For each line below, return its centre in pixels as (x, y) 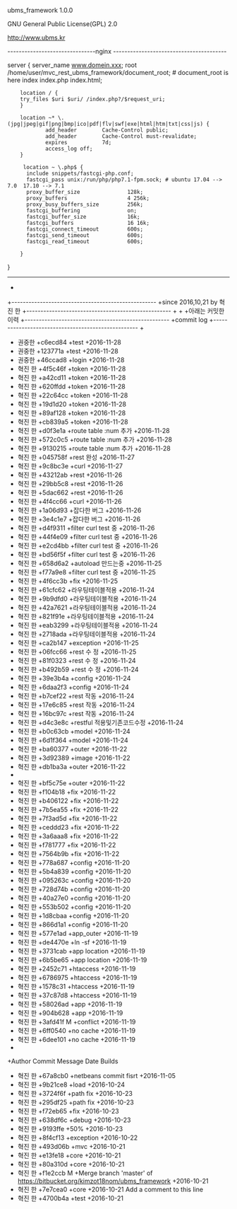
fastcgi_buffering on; (81, 211)
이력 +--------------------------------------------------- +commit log (108, 320)
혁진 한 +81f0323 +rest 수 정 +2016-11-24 (77, 660)
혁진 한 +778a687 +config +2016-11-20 (74, 863)
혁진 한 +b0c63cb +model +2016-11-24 (74, 731)
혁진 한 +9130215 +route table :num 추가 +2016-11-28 (94, 448)
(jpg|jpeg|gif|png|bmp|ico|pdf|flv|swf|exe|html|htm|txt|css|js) (105, 124)
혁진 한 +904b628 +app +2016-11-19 (70, 1013)
